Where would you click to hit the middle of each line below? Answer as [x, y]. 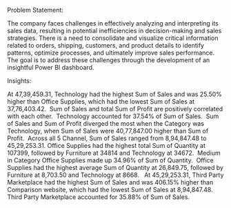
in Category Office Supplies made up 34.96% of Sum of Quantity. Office [110, 160]
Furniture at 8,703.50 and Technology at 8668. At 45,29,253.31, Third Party [115, 175]
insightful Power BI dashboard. [51, 67]
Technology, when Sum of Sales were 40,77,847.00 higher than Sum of [108, 131]
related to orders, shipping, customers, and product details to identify [106, 45]
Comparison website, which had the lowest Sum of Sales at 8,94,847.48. [110, 190]
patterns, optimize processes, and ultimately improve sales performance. [111, 53]
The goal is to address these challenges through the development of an [109, 60]
